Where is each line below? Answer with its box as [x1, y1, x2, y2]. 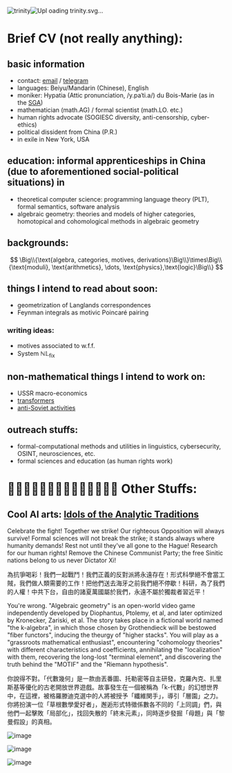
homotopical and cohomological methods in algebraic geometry [17, 217, 200, 225]
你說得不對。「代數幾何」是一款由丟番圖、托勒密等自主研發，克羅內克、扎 [7, 674, 216, 683]
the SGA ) [17, 99, 43, 106]
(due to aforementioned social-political [7, 166, 179, 178]
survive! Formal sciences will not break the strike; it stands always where [7, 534, 215, 542]
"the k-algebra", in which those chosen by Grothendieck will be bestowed [7, 624, 217, 632]
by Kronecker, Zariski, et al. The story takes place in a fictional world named [7, 616, 223, 624]
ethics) [17, 121, 37, 128]
